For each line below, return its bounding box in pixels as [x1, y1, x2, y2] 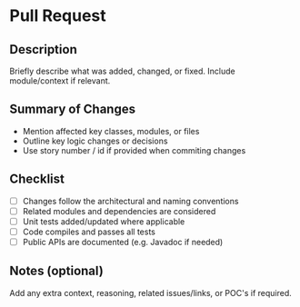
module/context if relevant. [9, 75, 111, 86]
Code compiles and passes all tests [22, 226, 156, 237]
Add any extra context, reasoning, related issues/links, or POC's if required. [9, 287, 293, 298]
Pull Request [9, 5, 106, 26]
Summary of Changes [9, 102, 136, 117]
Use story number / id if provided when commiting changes [22, 144, 246, 155]
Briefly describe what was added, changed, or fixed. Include [9, 65, 235, 76]
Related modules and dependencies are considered [22, 205, 216, 216]
